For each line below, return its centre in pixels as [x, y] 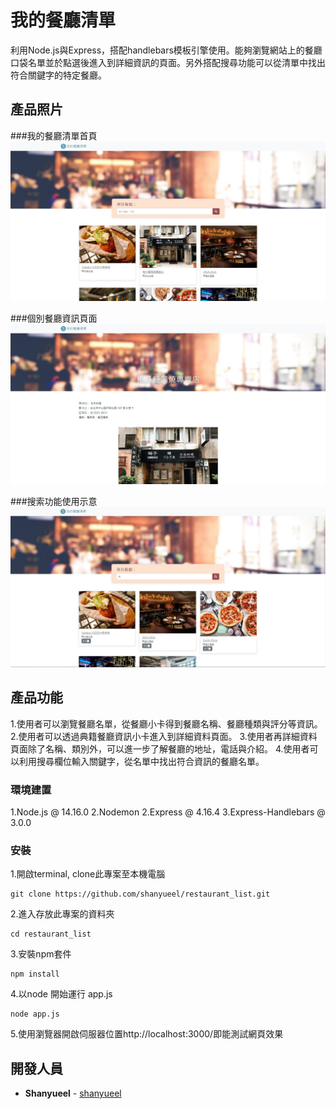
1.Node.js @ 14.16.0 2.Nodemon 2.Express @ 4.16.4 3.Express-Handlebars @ [168, 812]
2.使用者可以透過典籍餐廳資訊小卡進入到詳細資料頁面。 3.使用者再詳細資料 [164, 736]
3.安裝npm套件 [41, 954]
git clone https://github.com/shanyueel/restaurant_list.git [140, 894]
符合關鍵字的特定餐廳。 [58, 75]
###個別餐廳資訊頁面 [54, 318]
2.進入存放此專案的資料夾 [62, 914]
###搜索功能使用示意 [54, 502]
